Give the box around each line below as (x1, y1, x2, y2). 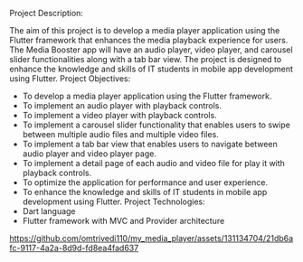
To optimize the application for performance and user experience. (22, 177, 269, 188)
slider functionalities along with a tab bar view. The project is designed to (9, 54, 282, 64)
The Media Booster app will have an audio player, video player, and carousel (9, 44, 293, 55)
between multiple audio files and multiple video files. (22, 129, 219, 139)
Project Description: (9, 8, 84, 18)
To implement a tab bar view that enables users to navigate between (22, 139, 278, 149)
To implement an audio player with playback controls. (22, 100, 223, 111)
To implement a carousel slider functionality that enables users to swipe (22, 119, 291, 130)
